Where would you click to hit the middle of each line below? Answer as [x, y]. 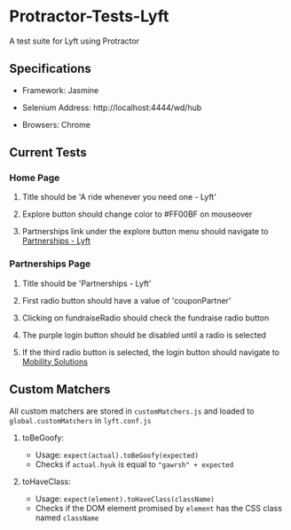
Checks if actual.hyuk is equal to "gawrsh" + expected [134, 464]
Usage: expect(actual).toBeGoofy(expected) [117, 455]
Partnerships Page [50, 264]
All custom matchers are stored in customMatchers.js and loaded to [132, 411]
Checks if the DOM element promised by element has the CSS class [158, 508]
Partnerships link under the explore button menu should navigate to [145, 232]
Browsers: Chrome [56, 124]
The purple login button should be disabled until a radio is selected [144, 335]
